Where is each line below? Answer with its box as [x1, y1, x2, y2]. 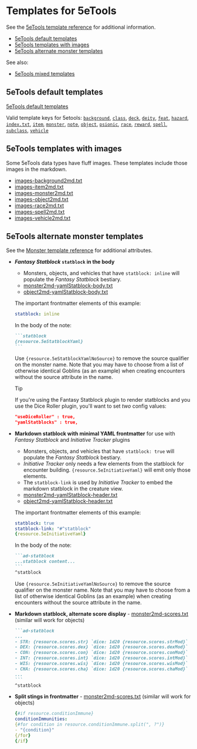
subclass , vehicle [6, 126, 49, 133]
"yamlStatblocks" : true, [14, 419, 78, 425]
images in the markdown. [6, 166, 67, 173]
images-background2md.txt [14, 177, 83, 184]
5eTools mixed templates [14, 70, 75, 77]
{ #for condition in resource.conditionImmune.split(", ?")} [14, 721, 165, 728]
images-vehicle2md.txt [14, 214, 71, 221]
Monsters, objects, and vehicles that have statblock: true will [23, 448, 175, 455]
